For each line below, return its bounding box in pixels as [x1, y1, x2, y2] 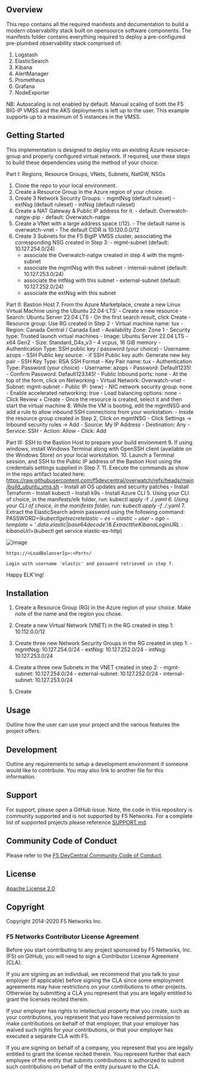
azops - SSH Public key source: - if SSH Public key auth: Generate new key [6, 351, 190, 359]
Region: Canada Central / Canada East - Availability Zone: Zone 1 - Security [6, 326, 190, 333]
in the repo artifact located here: [6, 470, 85, 478]
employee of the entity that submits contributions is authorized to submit [6, 1056, 185, 1064]
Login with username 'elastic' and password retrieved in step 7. [6, 560, 174, 567]
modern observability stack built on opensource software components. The [6, 27, 192, 34]
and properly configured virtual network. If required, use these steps [21, 152, 190, 159]
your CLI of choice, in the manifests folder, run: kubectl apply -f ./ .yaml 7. [6, 502, 186, 509]
